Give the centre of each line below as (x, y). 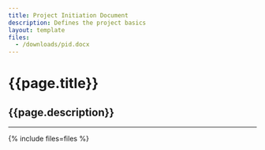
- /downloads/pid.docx (52, 45)
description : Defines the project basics (77, 23)
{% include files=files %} (49, 139)
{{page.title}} (53, 84)
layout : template (37, 30)
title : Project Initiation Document (68, 15)
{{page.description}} (61, 112)
